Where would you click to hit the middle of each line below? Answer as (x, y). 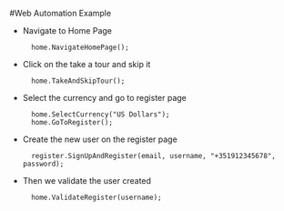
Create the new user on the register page (100, 139)
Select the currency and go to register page (104, 98)
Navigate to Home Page (67, 30)
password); (43, 164)
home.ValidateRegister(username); (96, 197)
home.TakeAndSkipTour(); (78, 81)
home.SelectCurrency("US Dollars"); (101, 115)
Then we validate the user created (87, 181)
